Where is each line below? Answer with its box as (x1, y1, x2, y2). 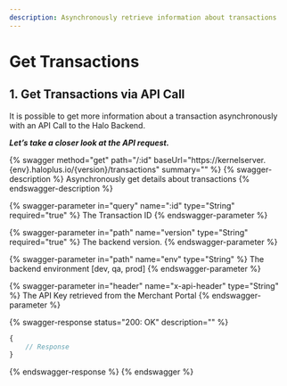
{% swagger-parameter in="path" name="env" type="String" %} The (9, 253, 265, 264)
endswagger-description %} (9, 183, 113, 193)
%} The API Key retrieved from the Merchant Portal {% (9, 290, 210, 300)
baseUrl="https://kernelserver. (153, 154, 266, 165)
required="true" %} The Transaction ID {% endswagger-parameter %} (9, 209, 268, 220)
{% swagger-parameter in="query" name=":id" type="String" (9, 200, 235, 210)
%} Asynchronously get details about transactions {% (53, 173, 250, 184)
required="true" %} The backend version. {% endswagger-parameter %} (9, 236, 278, 247)
